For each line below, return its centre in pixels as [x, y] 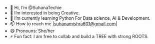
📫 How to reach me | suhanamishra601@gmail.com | [63, 24]
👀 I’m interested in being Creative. [45, 13]
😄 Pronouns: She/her [32, 31]
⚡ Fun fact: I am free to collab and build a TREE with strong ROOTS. [79, 36]
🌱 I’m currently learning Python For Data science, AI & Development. [80, 18]
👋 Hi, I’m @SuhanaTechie [36, 8]
